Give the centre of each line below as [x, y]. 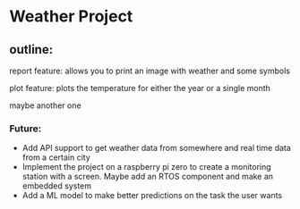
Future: [26, 129]
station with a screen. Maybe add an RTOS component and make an [148, 177]
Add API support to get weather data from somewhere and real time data [156, 148]
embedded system [57, 186]
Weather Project [71, 17]
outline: [31, 50]
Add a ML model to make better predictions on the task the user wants [152, 196]
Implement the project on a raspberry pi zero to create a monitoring [146, 167]
